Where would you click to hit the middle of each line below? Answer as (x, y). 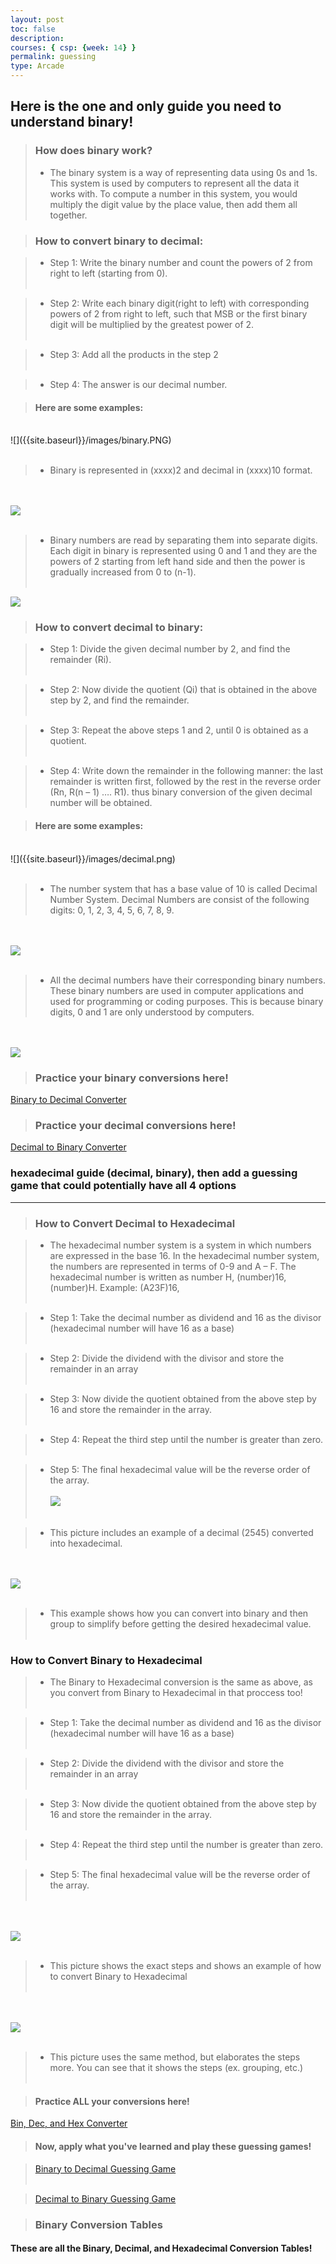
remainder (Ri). (80, 660)
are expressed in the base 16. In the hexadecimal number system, (184, 1255)
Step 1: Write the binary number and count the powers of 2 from (181, 262)
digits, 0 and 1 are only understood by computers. (152, 1012)
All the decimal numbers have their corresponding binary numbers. (187, 980)
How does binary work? (93, 151)
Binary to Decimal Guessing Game (105, 2168)
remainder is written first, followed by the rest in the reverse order (185, 782)
